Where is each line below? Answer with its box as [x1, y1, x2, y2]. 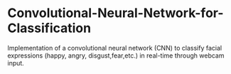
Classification [7, 20, 91, 36]
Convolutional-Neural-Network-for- [7, 5, 224, 21]
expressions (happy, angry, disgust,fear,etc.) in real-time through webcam [7, 51, 225, 60]
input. [7, 58, 25, 67]
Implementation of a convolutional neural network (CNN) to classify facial [7, 43, 222, 52]
